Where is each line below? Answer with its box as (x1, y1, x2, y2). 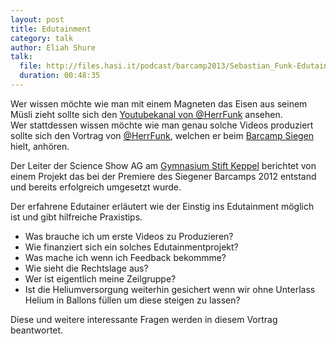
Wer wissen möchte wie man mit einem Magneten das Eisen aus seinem (10, 97, 308, 110)
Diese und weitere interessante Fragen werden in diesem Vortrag (10, 313, 278, 325)
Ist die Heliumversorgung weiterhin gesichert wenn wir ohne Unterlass (24, 283, 316, 295)
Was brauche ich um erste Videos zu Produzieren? (24, 230, 234, 242)
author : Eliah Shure (10, 42, 97, 53)
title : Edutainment (10, 24, 92, 34)
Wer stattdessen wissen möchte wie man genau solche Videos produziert (10, 119, 314, 131)
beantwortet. (10, 324, 64, 336)
